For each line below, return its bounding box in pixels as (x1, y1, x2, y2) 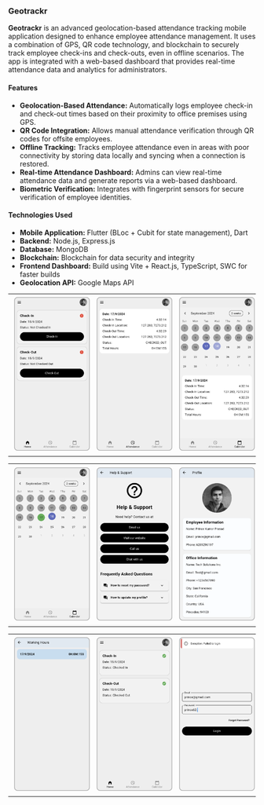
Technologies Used (8, 210, 73, 220)
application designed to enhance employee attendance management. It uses (8, 31, 256, 41)
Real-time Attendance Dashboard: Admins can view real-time (19, 167, 222, 177)
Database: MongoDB (19, 244, 89, 254)
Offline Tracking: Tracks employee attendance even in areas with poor (19, 142, 250, 152)
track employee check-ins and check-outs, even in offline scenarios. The (8, 49, 245, 58)
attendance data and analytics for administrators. (8, 65, 167, 75)
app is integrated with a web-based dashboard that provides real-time (8, 57, 236, 66)
